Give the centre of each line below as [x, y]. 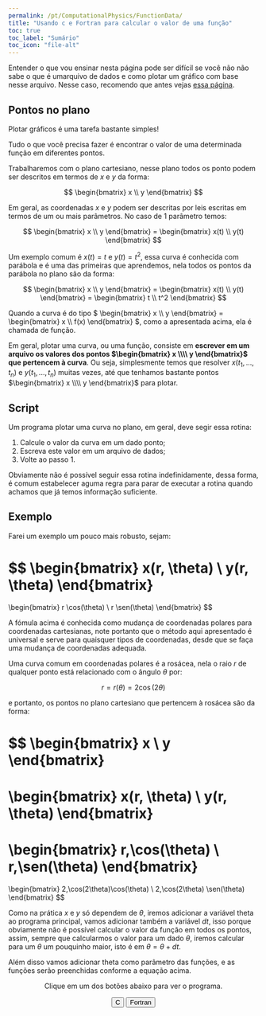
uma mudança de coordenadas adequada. [77, 648]
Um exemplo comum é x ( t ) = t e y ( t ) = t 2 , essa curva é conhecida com [124, 256]
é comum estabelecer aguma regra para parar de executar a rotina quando [131, 483]
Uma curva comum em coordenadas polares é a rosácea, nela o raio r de [128, 663]
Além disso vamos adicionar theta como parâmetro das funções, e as [122, 962]
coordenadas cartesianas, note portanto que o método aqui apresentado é [130, 631]
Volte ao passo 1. [47, 459]
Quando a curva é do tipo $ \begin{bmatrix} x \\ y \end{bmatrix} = [116, 313]
